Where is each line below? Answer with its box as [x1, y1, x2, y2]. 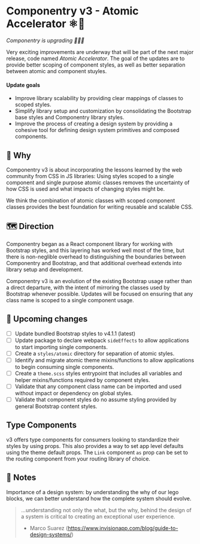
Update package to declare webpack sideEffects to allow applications [14, 336, 190, 344]
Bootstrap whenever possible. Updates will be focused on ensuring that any [6, 290, 193, 297]
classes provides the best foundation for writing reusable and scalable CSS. [6, 203, 193, 211]
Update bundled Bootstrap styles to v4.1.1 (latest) [14, 330, 136, 337]
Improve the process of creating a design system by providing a [14, 120, 172, 127]
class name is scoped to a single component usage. [6, 296, 135, 303]
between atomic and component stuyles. [6, 67, 107, 74]
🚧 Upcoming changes [6, 314, 88, 324]
